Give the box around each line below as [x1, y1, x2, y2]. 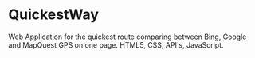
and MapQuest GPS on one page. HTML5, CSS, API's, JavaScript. [8, 40, 224, 49]
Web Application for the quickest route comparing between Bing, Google [8, 32, 247, 41]
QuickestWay [8, 6, 100, 24]
